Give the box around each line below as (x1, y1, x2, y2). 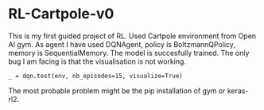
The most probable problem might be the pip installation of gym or (8, 85, 226, 96)
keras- (227, 85, 249, 96)
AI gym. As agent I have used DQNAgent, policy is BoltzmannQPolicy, (8, 39, 236, 49)
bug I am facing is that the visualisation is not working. (8, 57, 187, 66)
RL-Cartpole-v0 (8, 5, 115, 23)
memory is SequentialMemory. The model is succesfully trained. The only (8, 48, 250, 57)
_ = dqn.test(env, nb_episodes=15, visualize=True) (8, 72, 183, 80)
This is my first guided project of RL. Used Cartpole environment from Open (8, 31, 257, 41)
